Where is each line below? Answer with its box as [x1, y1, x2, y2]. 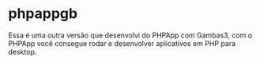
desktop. [8, 47, 37, 56]
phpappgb [8, 5, 77, 23]
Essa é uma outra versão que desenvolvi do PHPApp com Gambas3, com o [8, 30, 253, 40]
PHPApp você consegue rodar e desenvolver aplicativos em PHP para [8, 38, 236, 48]
